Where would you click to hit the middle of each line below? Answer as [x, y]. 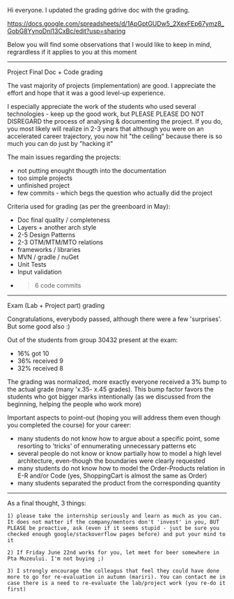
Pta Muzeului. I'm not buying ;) [56, 559]
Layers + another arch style [57, 227]
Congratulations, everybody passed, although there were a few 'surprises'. [115, 319]
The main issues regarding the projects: [64, 157]
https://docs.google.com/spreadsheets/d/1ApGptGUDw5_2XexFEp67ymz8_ [116, 23]
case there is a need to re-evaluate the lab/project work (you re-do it [117, 583]
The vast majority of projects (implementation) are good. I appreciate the [111, 86]
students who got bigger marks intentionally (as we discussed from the [109, 397]
